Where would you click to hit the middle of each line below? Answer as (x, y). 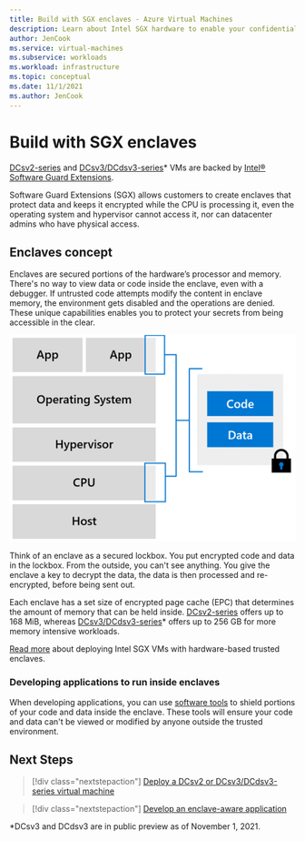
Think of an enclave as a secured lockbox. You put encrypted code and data (152, 556)
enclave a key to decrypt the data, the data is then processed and (132, 575)
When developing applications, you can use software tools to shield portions (152, 702)
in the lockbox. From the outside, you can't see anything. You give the (140, 565)
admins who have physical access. (74, 224)
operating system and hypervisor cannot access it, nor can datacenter (141, 214)
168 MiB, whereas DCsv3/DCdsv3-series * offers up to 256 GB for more (143, 622)
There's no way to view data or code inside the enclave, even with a (137, 284)
